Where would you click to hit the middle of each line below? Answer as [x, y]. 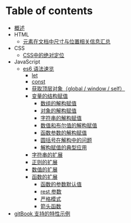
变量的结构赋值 [50, 96]
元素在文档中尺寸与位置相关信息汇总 [67, 41]
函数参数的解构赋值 [64, 132]
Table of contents [49, 11]
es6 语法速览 [38, 68]
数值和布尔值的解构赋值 [69, 125]
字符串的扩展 [47, 155]
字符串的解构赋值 [61, 118]
